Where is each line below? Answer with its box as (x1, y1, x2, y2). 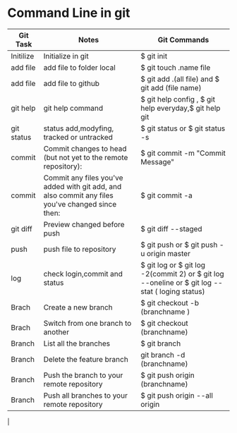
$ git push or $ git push (140, 240, 218, 250)
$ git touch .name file (140, 62, 211, 72)
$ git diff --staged (140, 224, 202, 233)
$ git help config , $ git (140, 94, 215, 104)
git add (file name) (140, 83, 202, 92)
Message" (140, 157, 175, 166)
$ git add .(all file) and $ (140, 74, 220, 84)
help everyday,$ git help (140, 103, 221, 113)
